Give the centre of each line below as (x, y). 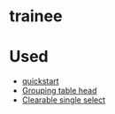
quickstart (40, 81)
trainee (36, 16)
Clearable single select (64, 100)
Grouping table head (59, 91)
